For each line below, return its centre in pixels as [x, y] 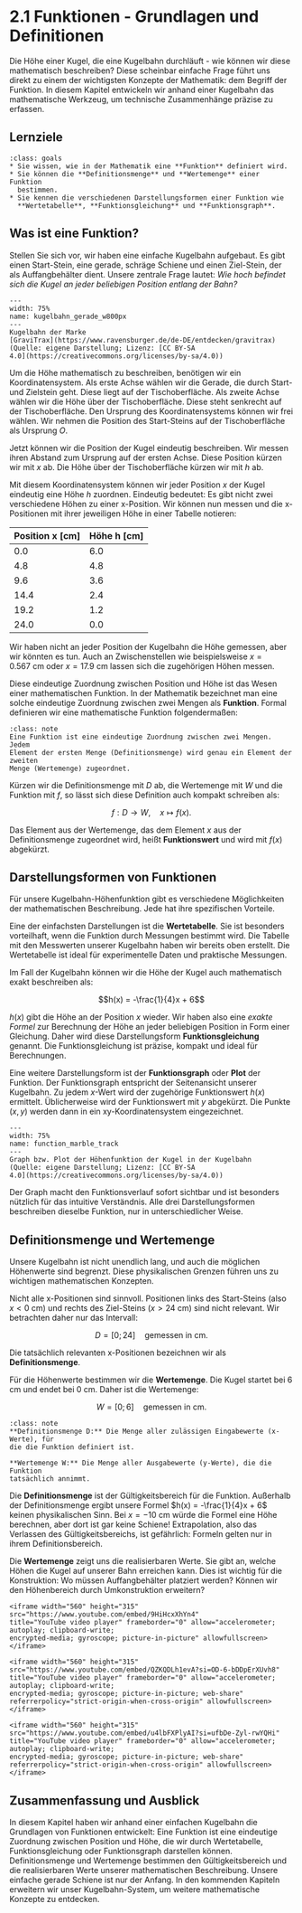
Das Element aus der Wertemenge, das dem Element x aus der [125, 830]
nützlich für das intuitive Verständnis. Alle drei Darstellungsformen [132, 1202]
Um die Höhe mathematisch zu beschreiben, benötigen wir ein [125, 372]
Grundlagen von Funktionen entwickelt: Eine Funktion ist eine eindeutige [143, 1832]
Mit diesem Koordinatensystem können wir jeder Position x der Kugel [137, 485]
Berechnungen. [38, 1056]
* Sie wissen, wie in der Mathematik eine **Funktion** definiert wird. [149, 166]
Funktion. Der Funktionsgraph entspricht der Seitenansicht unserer [133, 1083]
